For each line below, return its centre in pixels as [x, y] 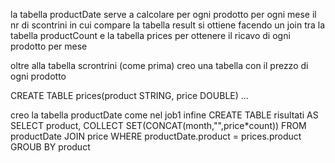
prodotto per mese [49, 46]
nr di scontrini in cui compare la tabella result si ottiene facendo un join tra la [168, 25]
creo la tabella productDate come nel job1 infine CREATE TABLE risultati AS [164, 115]
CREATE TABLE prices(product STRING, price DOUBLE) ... [129, 95]
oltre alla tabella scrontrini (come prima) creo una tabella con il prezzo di [159, 65]
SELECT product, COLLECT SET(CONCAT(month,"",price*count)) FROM [158, 125]
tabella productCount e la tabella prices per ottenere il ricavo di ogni [150, 35]
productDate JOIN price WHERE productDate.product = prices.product [156, 136]
